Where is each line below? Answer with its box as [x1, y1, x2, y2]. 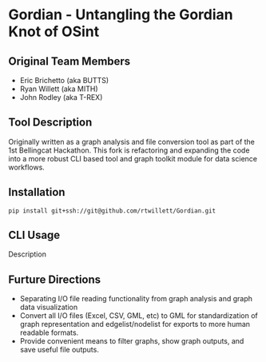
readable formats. [19, 328, 79, 337]
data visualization [19, 302, 78, 312]
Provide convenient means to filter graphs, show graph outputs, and [19, 336, 244, 346]
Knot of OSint [8, 22, 100, 41]
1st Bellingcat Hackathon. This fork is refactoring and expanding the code [8, 145, 250, 155]
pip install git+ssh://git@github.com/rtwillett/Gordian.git [8, 206, 216, 215]
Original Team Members [8, 54, 131, 68]
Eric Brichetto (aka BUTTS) [19, 76, 109, 85]
